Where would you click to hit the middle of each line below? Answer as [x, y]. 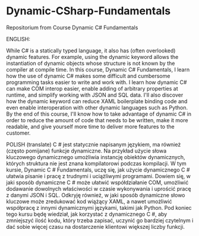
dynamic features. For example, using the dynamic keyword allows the [92, 57]
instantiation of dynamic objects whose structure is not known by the [91, 63]
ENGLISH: [18, 39]
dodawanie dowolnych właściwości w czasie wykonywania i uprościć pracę [99, 188]
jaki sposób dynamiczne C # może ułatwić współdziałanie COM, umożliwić [97, 182]
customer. [18, 133]
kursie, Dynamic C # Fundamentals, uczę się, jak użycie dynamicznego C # [98, 170]
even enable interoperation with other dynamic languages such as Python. [97, 107]
